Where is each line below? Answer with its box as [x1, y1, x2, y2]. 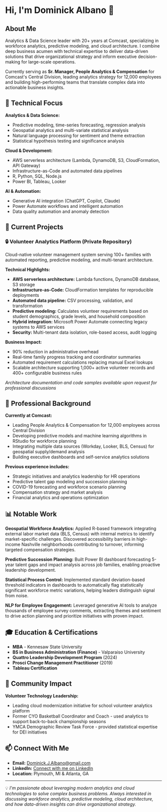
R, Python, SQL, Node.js [12, 173, 62, 179]
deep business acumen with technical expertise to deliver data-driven [5, 48, 148, 54]
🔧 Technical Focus [5, 99, 63, 107]
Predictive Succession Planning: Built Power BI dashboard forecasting [5, 557, 151, 563]
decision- [138, 53, 158, 59]
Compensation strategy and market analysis [12, 489, 103, 495]
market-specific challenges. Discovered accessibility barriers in [5, 536, 136, 542]
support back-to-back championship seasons [12, 718, 106, 724]
